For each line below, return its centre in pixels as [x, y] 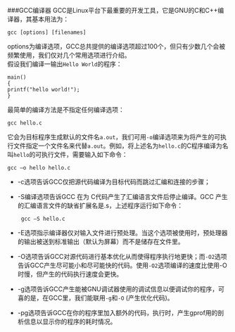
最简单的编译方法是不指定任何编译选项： [66, 110]
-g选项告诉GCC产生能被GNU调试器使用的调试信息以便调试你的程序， [118, 289]
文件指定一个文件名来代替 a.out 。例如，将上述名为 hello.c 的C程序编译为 [118, 146]
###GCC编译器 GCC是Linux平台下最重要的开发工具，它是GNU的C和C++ [113, 10]
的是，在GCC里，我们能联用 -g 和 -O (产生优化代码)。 [99, 298]
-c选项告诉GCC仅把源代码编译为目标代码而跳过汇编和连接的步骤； [114, 182]
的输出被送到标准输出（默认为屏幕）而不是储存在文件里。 [101, 242]
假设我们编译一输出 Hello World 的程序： [65, 64]
